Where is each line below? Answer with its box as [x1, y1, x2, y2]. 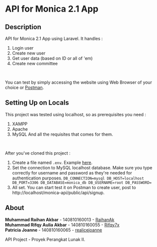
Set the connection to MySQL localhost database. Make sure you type [12, 164, 153, 171]
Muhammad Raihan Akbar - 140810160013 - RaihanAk [5, 216, 115, 222]
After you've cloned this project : [5, 150, 70, 156]
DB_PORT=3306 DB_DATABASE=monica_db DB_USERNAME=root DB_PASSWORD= [12, 180, 152, 185]
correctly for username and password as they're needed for [12, 170, 132, 176]
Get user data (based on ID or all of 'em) [12, 55, 93, 61]
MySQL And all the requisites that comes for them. [12, 131, 113, 137]
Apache [12, 126, 28, 132]
